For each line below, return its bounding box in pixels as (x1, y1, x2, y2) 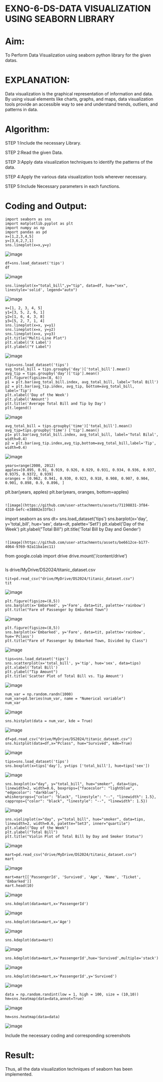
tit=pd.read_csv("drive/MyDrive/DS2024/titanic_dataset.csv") (5, 576, 135, 581)
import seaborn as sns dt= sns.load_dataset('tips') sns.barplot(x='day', (5, 516, 148, 522)
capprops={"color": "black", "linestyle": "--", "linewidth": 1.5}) (5, 798, 148, 804)
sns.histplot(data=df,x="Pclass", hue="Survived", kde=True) (5, 741, 133, 746)
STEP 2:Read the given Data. (5, 149, 63, 155)
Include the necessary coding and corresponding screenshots (5, 1032, 131, 1038)
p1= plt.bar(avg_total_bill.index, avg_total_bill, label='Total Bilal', (5, 432, 159, 437)
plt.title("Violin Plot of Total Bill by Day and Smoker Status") (5, 834, 143, 839)
